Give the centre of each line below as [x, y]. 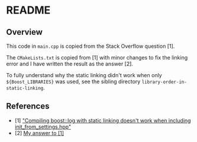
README [28, 10]
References [28, 106]
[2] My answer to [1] [39, 133]
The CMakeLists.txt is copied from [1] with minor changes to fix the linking [97, 57]
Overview [25, 32]
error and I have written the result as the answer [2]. [70, 64]
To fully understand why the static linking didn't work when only [84, 75]
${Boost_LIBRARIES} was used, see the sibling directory [73, 81]
